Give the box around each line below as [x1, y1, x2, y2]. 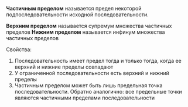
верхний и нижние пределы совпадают [14, 63, 114, 70]
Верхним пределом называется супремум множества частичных [6, 23, 172, 29]
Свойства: [6, 46, 32, 53]
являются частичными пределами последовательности [14, 94, 155, 101]
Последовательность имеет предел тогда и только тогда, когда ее [14, 58, 182, 64]
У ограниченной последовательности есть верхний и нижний [14, 70, 170, 76]
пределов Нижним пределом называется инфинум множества [6, 28, 165, 35]
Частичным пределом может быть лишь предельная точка [14, 82, 163, 89]
